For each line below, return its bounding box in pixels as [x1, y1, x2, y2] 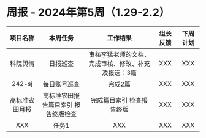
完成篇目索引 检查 [91, 96, 142, 104]
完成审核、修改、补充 [88, 59, 150, 68]
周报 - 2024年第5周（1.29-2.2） [6, 5, 170, 20]
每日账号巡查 [42, 80, 80, 89]
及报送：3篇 [102, 68, 137, 77]
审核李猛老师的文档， [88, 50, 150, 59]
